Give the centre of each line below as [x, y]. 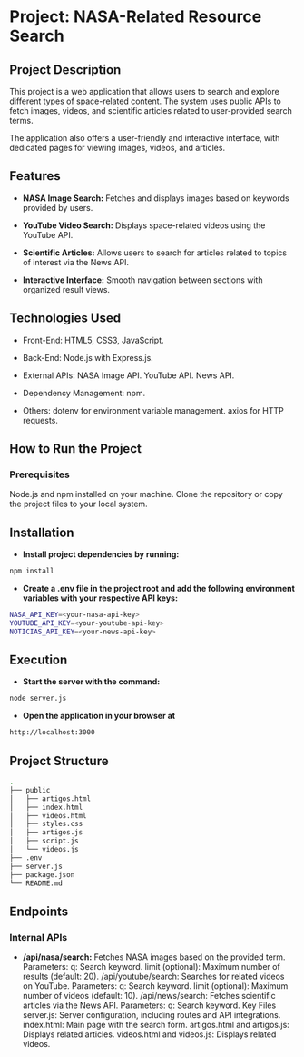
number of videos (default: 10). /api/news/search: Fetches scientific [149, 996]
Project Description [65, 70]
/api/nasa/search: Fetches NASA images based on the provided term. [154, 957]
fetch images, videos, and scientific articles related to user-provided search [151, 110]
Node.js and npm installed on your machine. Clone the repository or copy [146, 494]
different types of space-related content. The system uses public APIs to [145, 101]
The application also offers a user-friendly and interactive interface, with [145, 138]
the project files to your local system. [78, 504]
